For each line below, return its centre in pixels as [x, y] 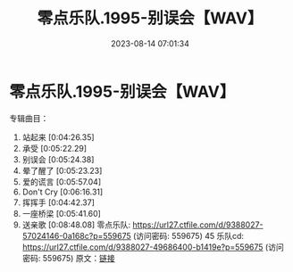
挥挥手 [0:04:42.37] [59, 202]
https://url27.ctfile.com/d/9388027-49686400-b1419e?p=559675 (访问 [153, 247]
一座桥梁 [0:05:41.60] [61, 213]
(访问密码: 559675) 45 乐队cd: [188, 235]
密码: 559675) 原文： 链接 [68, 258]
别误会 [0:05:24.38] [58, 159]
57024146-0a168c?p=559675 [76, 235]
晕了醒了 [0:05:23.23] [62, 170]
